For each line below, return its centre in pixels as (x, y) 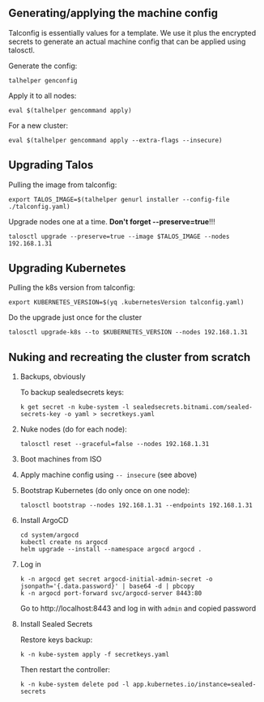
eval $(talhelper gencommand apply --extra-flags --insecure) (115, 140)
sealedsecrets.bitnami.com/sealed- (192, 407)
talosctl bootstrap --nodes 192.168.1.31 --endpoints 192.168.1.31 (136, 505)
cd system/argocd (49, 535)
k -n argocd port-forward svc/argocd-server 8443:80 (111, 594)
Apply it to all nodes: (43, 96)
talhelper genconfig (43, 80)
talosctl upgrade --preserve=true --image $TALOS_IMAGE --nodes (119, 236)
